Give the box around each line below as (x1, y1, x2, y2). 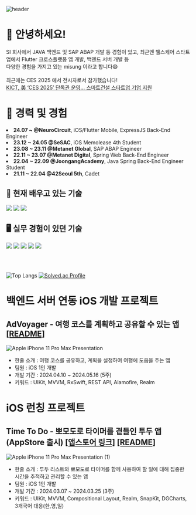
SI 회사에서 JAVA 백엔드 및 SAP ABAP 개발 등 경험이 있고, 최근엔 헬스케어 (6, 48, 175, 55)
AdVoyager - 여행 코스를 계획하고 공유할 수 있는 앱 (6, 320, 180, 330)
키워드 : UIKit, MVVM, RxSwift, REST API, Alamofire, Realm (14, 378, 155, 385)
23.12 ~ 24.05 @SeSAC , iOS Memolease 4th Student (13, 138, 142, 146)
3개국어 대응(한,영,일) (14, 502, 64, 509)
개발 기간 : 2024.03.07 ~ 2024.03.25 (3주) (14, 487, 115, 494)
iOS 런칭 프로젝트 (6, 401, 85, 415)
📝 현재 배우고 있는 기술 (6, 188, 82, 199)
